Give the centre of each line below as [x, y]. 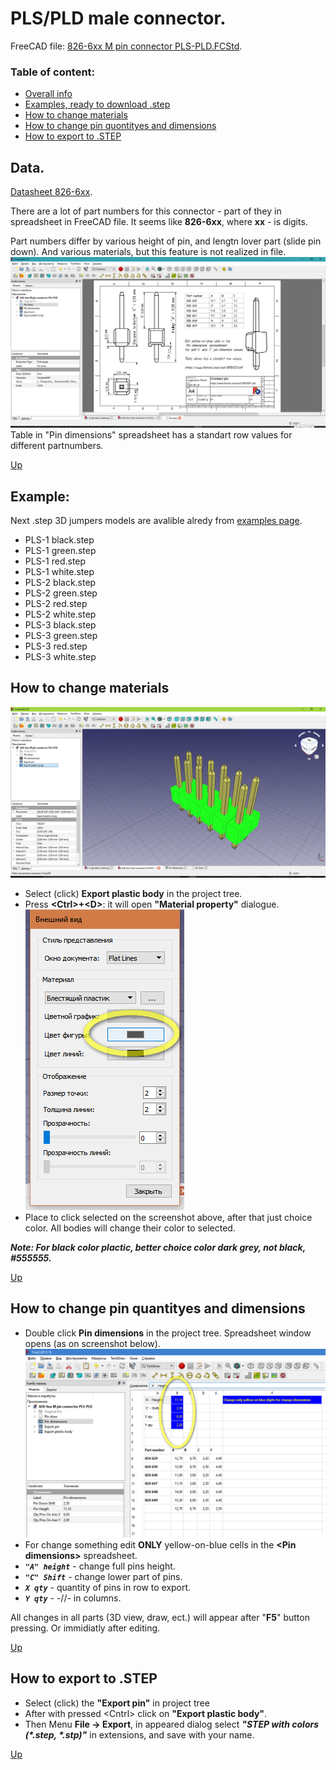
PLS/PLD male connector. [118, 18]
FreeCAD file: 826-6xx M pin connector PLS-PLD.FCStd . [126, 46]
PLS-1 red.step [55, 561]
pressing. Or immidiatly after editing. [85, 1628]
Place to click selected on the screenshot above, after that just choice [168, 1217]
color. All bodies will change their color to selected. [130, 1228]
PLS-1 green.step [60, 551]
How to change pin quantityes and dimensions [158, 1308]
